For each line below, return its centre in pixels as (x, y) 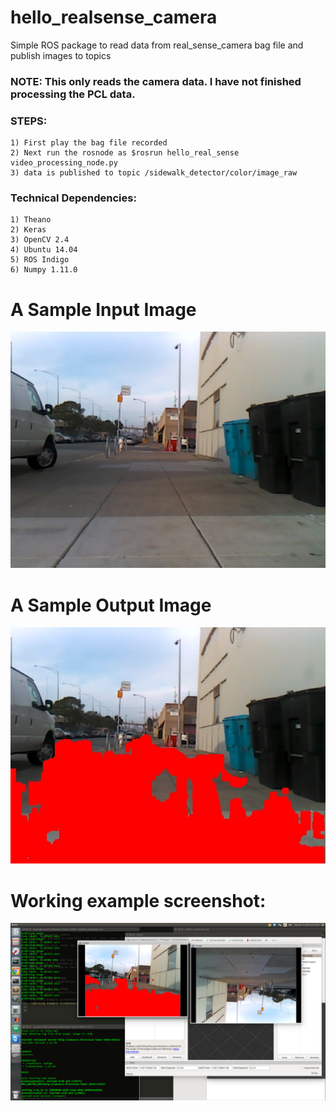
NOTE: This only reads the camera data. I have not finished (156, 81)
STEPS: (29, 121)
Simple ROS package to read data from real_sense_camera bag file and (157, 45)
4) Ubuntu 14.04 (44, 250)
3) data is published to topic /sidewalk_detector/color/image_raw (154, 173)
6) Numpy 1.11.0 (44, 270)
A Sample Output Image (111, 605)
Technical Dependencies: (73, 198)
